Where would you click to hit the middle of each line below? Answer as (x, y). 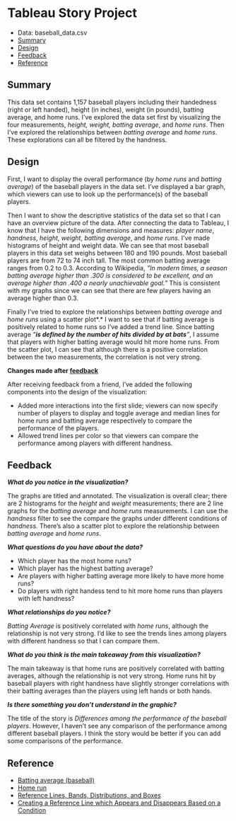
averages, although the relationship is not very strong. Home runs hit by (112, 676)
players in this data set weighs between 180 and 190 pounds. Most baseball (117, 253)
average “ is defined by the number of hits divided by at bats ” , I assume (113, 334)
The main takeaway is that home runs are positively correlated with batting (116, 668)
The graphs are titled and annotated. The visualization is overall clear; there (117, 496)
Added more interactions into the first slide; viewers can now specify (118, 406)
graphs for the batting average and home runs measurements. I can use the (118, 511)
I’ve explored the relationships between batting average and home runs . (112, 132)
